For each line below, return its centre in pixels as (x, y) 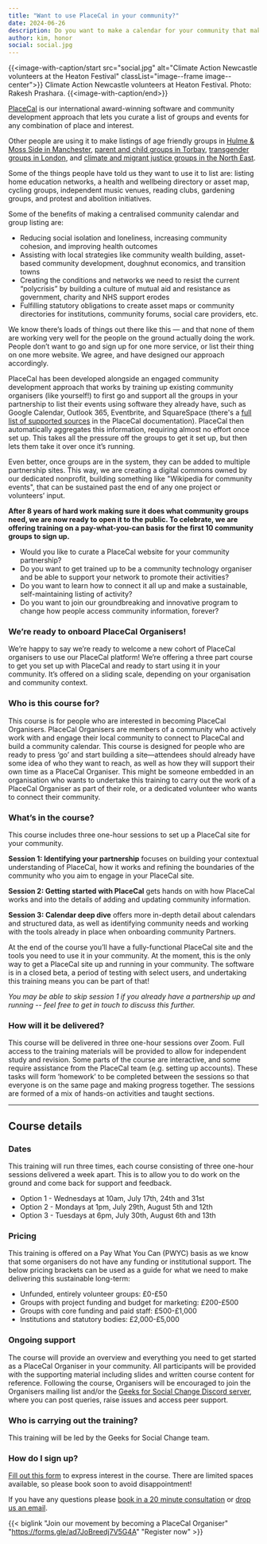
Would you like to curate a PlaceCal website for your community (124, 552)
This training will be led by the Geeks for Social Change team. (109, 1437)
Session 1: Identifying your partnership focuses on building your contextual (133, 859)
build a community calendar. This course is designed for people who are (126, 746)
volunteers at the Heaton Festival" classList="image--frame (106, 76)
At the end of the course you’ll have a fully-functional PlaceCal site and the (131, 947)
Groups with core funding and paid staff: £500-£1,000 (108, 1311)
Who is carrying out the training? (73, 1420)
